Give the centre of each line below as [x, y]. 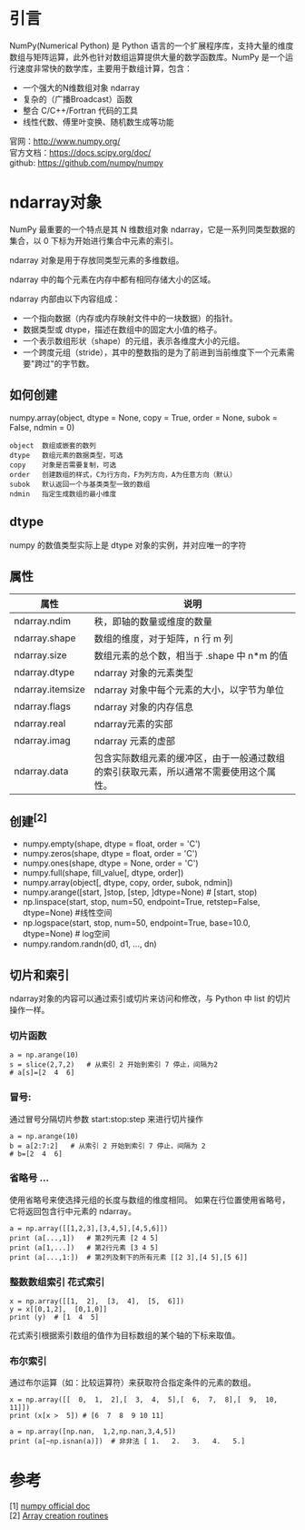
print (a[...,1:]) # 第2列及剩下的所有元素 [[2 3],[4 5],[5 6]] [128, 1257]
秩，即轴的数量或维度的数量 [153, 622]
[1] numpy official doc [50, 1506]
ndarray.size [40, 655]
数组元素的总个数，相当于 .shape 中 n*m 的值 [191, 656]
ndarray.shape [45, 638]
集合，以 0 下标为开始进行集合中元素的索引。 [94, 240]
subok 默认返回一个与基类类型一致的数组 [80, 484]
